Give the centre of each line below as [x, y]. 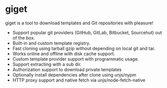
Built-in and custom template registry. [51, 43]
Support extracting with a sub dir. [47, 64]
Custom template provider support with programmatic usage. [76, 59]
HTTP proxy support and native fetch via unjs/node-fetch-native [79, 80]
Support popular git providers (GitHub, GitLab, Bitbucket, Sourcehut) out [87, 32]
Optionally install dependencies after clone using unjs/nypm [74, 75]
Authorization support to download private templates [67, 69]
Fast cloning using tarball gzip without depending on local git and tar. [84, 48]
